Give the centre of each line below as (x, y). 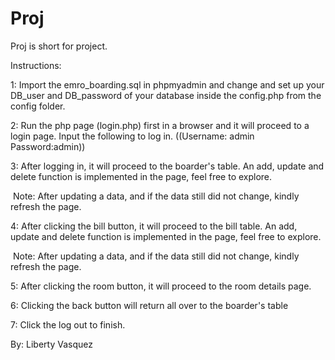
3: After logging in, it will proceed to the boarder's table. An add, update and (167, 166)
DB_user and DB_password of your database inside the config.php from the (166, 95)
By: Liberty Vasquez (51, 344)
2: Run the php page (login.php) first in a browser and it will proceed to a (160, 125)
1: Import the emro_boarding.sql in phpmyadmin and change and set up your (167, 84)
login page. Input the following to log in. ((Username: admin (132, 136)
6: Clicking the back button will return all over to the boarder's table (149, 305)
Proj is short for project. (59, 46)
